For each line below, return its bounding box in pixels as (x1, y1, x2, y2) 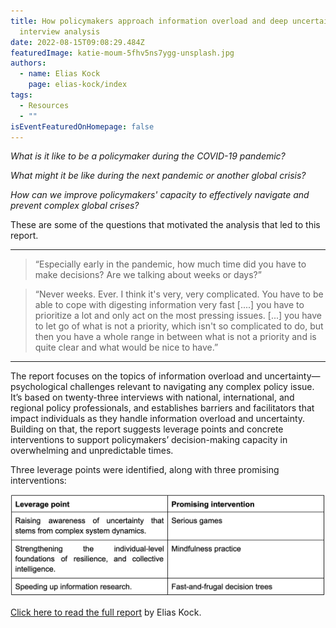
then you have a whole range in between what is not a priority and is (34, 331, 317, 343)
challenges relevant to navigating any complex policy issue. (69, 381, 315, 393)
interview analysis (19, 26, 101, 37)
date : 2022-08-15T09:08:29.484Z (10, 37, 145, 47)
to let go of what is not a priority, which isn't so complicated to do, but (34, 320, 324, 332)
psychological (10, 381, 68, 393)
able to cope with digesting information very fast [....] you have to (34, 299, 305, 311)
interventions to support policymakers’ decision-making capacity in (10, 434, 288, 446)
